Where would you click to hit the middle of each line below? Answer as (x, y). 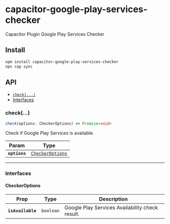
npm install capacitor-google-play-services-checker (62, 62)
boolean (50, 211)
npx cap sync (19, 66)
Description (113, 199)
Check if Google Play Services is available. (50, 133)
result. (72, 214)
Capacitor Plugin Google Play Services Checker (55, 34)
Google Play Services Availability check (111, 207)
